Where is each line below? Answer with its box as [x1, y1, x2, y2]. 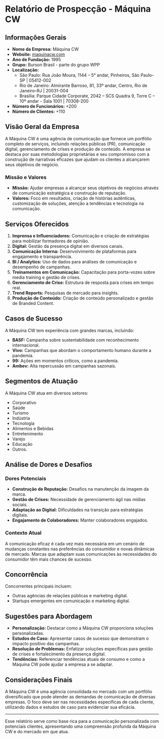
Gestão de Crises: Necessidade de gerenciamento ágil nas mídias [12, 497, 146, 502]
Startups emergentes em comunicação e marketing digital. [12, 598, 130, 604]
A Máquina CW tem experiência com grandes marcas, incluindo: [5, 327, 134, 333]
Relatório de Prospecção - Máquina [5, 3, 151, 15]
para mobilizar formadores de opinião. [12, 238, 89, 244]
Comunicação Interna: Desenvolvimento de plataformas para [12, 248, 137, 254]
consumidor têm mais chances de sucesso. [5, 556, 93, 562]
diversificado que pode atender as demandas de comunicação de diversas [5, 694, 156, 699]
